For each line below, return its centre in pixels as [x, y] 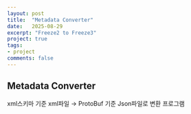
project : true [27, 39]
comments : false [30, 58]
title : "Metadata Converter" [50, 20]
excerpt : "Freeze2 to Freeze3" [52, 33]
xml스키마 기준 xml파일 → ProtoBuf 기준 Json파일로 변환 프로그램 [96, 103]
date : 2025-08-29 [35, 26]
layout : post [26, 13]
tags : [15, 45]
